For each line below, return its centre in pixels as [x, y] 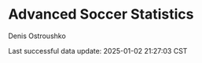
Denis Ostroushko [37, 36]
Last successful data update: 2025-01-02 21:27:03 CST [98, 51]
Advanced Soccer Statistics [101, 14]
